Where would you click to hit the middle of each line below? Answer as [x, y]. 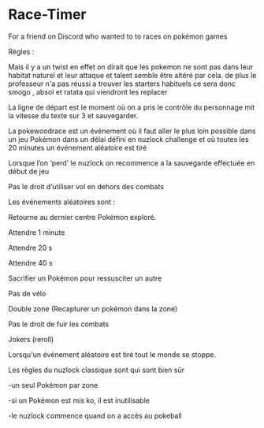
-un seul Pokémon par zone [53, 385]
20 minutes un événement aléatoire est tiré [78, 147]
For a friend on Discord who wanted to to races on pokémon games [118, 36]
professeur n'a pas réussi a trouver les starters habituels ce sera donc [122, 84]
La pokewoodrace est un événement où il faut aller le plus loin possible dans [132, 131]
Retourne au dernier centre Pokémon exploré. [82, 217]
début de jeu [29, 171]
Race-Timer [47, 15]
